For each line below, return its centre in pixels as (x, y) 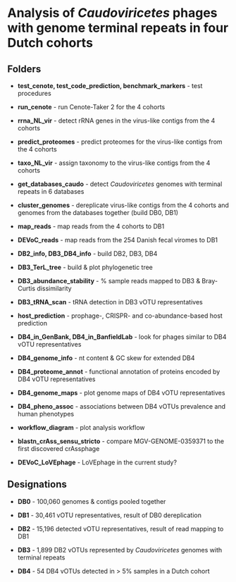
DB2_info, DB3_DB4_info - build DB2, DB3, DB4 (87, 254)
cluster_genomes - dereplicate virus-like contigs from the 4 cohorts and (123, 205)
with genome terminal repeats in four (118, 28)
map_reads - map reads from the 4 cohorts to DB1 (91, 226)
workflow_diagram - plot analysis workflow (81, 427)
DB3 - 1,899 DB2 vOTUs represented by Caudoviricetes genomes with (120, 550)
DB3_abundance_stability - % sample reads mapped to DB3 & (109, 281)
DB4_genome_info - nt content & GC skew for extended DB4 (106, 358)
